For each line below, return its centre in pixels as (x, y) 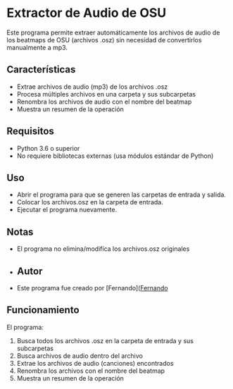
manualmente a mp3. (37, 47)
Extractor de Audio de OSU (87, 13)
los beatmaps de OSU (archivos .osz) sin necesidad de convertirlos (104, 39)
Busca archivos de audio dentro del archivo (80, 356)
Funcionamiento (43, 310)
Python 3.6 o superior (48, 148)
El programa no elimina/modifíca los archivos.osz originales (103, 249)
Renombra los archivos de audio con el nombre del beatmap (104, 101)
